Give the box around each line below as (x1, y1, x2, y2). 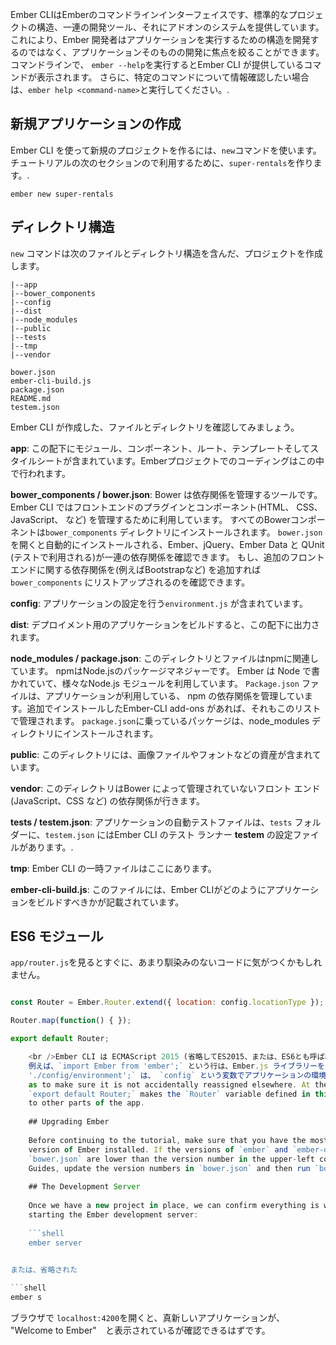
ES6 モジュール (10, 928, 104, 945)
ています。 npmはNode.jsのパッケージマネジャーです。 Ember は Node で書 (10, 664, 321, 677)
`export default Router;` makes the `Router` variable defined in (28, 1089, 311, 1099)
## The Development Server (28, 1182, 141, 1192)
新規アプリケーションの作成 (10, 116, 182, 133)
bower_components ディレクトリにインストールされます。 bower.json (45, 526, 323, 538)
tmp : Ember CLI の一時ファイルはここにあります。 (10, 862, 217, 874)
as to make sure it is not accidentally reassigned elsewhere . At (28, 1079, 311, 1090)
